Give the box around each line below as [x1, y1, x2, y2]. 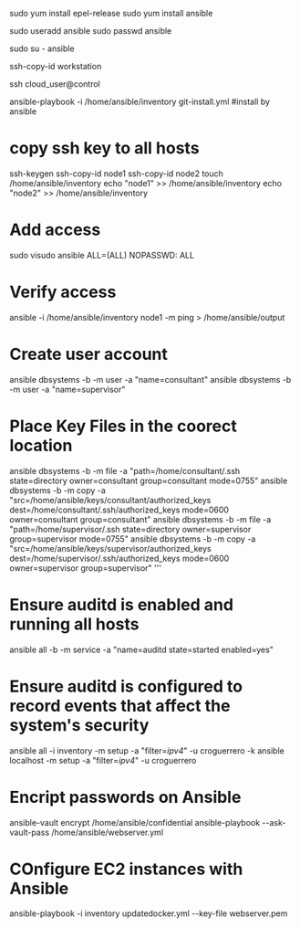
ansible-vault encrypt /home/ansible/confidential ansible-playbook [9, 817, 261, 828]
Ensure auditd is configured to [9, 676, 243, 697]
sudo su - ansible [9, 43, 75, 54]
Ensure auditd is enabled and [9, 594, 234, 615]
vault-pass [9, 827, 50, 838]
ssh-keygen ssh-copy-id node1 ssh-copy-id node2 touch [9, 168, 223, 179]
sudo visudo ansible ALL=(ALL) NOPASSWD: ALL [9, 249, 194, 260]
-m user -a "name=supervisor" [9, 384, 126, 395]
